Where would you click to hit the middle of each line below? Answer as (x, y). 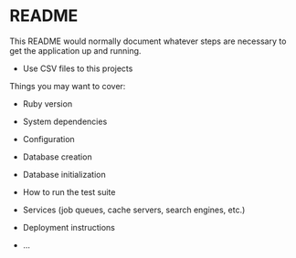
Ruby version (48, 103)
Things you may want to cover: (68, 86)
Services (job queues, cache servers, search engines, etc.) (134, 210)
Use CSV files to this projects (78, 68)
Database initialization (64, 174)
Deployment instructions (69, 227)
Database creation (58, 157)
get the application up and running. (75, 50)
